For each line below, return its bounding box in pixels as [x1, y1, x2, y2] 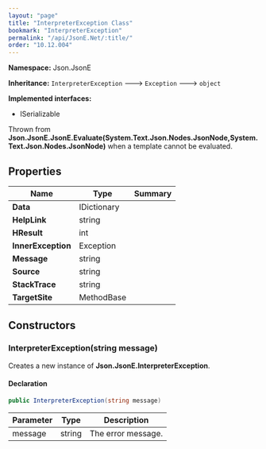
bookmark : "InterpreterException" [8, 26, 123, 34]
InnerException [12, 240, 71, 251]
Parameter [12, 414, 53, 425]
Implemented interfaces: [8, 94, 92, 103]
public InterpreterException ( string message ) [8, 397, 161, 404]
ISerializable [19, 109, 60, 119]
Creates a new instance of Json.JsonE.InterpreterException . [8, 361, 210, 370]
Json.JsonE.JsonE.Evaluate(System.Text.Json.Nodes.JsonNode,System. [8, 133, 258, 143]
